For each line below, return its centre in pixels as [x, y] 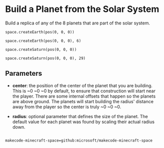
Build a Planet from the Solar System [82, 9]
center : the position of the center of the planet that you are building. [82, 85]
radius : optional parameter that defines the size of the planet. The [80, 116]
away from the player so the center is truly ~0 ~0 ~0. [67, 107]
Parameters [24, 74]
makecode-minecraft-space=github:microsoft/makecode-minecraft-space [79, 141]
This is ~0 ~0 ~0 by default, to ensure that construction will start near [84, 91]
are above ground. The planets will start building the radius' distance [83, 101]
